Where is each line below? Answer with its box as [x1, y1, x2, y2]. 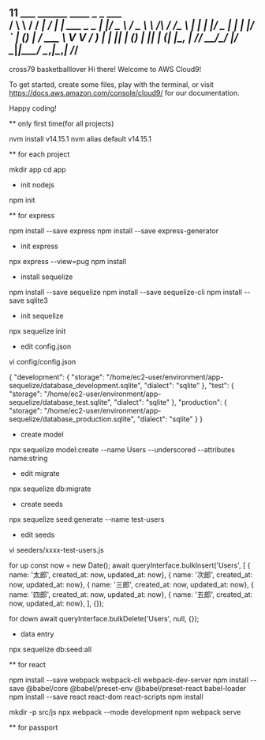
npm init [9, 195, 35, 205]
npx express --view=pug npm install [9, 256, 127, 266]
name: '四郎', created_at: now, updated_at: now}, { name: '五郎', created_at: [9, 589, 253, 599]
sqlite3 [25, 296, 48, 305]
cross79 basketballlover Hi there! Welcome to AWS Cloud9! [9, 64, 202, 74]
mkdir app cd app [9, 164, 66, 174]
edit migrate [20, 468, 60, 478]
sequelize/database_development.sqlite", [9, 380, 143, 390]
